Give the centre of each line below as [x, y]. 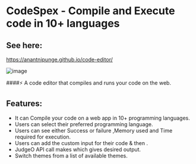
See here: [24, 45]
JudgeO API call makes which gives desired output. [78, 149]
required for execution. [43, 137]
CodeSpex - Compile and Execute [91, 11]
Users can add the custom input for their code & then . [81, 143]
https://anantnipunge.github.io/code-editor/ [59, 60]
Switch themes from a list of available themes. [71, 156]
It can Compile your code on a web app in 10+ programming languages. [102, 118]
